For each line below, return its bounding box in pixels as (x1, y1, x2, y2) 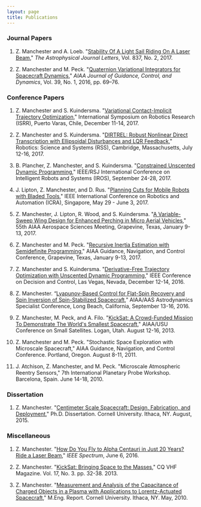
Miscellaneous (7, 432, 50, 440)
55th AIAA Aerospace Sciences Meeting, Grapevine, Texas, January (15, 223, 184, 230)
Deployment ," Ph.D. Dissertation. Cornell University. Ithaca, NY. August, (15, 411, 192, 418)
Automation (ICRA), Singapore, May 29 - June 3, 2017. (15, 199, 149, 207)
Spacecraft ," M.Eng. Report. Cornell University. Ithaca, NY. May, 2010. (15, 494, 188, 501)
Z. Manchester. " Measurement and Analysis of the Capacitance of (15, 481, 179, 488)
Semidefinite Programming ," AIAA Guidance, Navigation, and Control (15, 248, 185, 255)
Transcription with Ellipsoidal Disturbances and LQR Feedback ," (15, 138, 173, 145)
